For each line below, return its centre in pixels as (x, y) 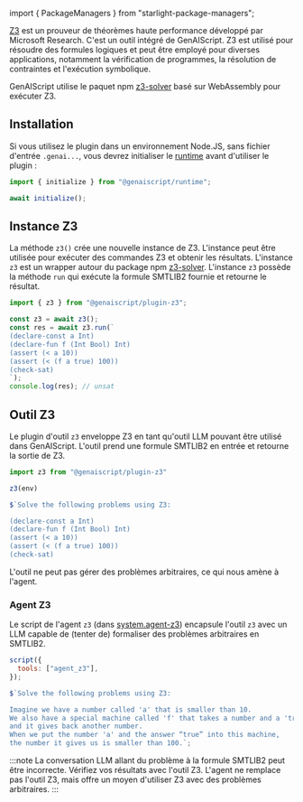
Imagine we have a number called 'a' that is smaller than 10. (131, 709)
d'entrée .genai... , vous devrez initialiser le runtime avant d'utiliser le (139, 155)
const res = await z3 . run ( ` (62, 328)
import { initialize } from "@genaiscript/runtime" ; (110, 182)
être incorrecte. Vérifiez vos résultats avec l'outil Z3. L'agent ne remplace (145, 770)
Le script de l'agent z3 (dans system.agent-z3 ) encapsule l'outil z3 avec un (148, 625)
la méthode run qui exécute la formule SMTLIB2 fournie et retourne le (138, 277)
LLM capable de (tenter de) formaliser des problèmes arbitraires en (134, 634)
